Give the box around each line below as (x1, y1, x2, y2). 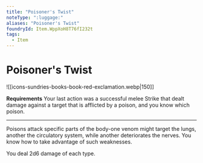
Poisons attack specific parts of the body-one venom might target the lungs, (6, 125, 196, 132)
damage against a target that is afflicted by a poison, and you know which (6, 101, 190, 108)
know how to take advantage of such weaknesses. (6, 138, 132, 145)
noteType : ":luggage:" (6, 15, 63, 21)
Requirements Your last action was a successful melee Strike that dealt (6, 95, 184, 102)
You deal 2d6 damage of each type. (6, 150, 95, 157)
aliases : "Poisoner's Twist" (6, 20, 80, 26)
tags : (6, 32, 20, 38)
